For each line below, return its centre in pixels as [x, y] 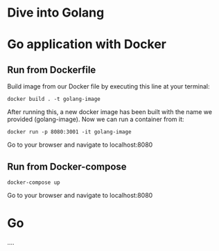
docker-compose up [34, 183]
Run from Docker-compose [67, 166]
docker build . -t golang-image [54, 99]
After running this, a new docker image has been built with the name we [110, 112]
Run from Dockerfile [52, 69]
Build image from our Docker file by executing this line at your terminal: [108, 86]
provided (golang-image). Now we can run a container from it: [96, 120]
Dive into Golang [56, 13]
